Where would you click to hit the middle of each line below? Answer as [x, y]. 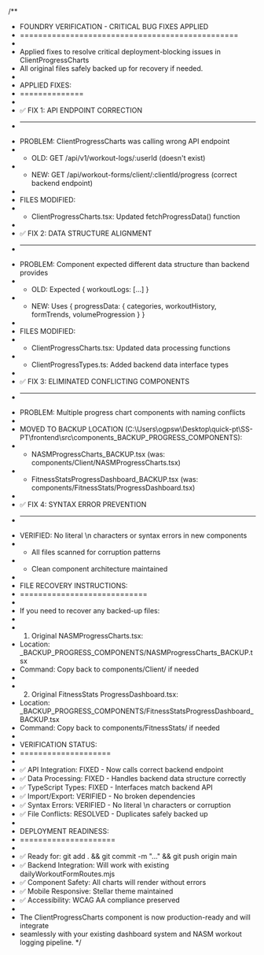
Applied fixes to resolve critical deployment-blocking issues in [120, 52]
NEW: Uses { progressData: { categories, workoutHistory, [124, 306]
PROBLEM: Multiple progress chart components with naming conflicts [132, 412]
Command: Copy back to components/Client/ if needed [109, 669]
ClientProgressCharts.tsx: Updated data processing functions [131, 348]
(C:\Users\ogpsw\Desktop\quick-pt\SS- [189, 429]
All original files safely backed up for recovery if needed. [111, 68]
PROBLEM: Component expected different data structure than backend [134, 264]
